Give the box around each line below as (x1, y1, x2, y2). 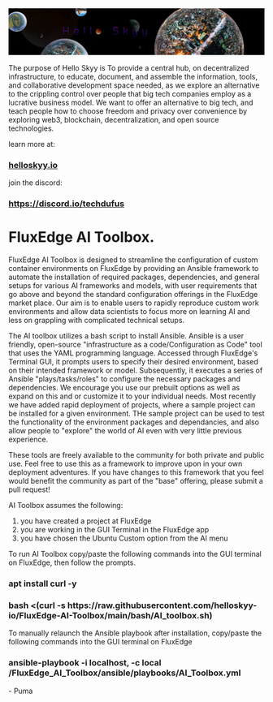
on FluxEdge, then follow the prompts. (8, 558, 136, 567)
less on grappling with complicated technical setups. (8, 316, 185, 325)
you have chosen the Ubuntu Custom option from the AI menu (19, 533, 228, 543)
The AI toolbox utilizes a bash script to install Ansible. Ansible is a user (8, 331, 245, 341)
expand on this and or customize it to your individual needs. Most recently (8, 391, 257, 401)
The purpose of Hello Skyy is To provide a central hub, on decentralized (8, 63, 249, 73)
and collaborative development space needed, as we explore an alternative (8, 80, 260, 90)
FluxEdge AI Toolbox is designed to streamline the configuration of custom (8, 255, 258, 265)
